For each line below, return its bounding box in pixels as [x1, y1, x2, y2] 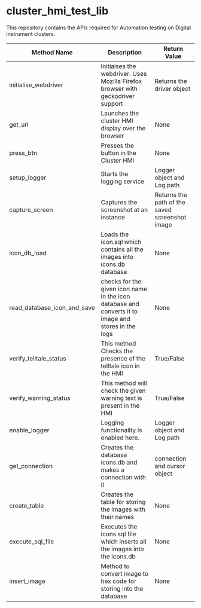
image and [100, 314, 130, 323]
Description [107, 48, 142, 56]
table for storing [100, 497, 146, 506]
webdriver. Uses [100, 69, 147, 78]
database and [100, 300, 139, 308]
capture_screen [9, 205, 53, 213]
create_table [9, 501, 44, 509]
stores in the [100, 322, 136, 330]
